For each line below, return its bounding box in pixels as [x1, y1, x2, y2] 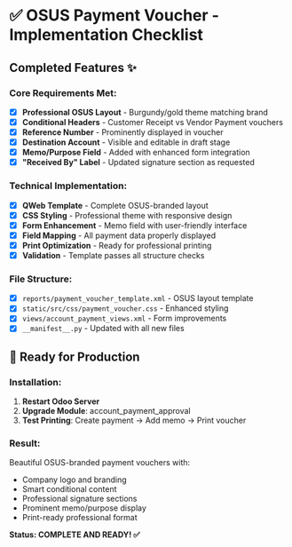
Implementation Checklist [9, 25, 204, 45]
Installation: [9, 376, 62, 388]
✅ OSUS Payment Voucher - [9, 5, 220, 26]
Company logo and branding [21, 474, 127, 485]
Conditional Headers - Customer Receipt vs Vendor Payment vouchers [21, 116, 284, 127]
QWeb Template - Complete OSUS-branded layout [21, 200, 209, 210]
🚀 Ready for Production [9, 349, 140, 364]
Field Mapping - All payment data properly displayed [21, 230, 217, 241]
